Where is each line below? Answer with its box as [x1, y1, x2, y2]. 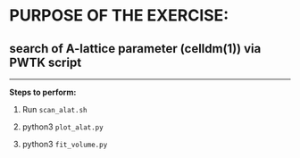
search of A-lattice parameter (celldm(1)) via [9, 41, 262, 56]
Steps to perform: [9, 87, 77, 97]
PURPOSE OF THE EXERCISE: [9, 5, 229, 26]
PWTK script [9, 54, 82, 70]
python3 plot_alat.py [21, 121, 104, 132]
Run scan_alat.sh [21, 104, 87, 114]
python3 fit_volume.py [21, 139, 108, 149]
